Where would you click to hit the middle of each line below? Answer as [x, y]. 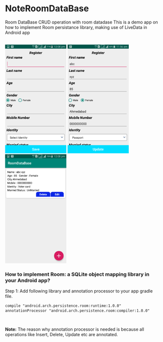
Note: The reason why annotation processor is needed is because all [75, 329]
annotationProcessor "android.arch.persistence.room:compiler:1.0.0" [78, 311]
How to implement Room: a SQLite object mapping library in [77, 274]
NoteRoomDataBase [47, 9]
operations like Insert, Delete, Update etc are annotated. [62, 335]
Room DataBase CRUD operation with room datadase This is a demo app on [81, 22]
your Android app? [28, 280]
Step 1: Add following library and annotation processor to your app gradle [79, 291]
